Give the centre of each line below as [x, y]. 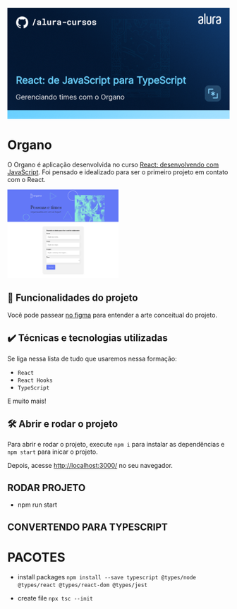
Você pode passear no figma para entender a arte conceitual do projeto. [112, 315]
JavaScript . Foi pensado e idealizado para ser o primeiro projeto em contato [118, 172]
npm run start [37, 505]
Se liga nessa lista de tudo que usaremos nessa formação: [92, 358]
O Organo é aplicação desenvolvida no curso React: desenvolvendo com [113, 164]
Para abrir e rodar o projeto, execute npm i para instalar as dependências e [116, 445]
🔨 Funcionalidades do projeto [73, 298]
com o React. [26, 179]
